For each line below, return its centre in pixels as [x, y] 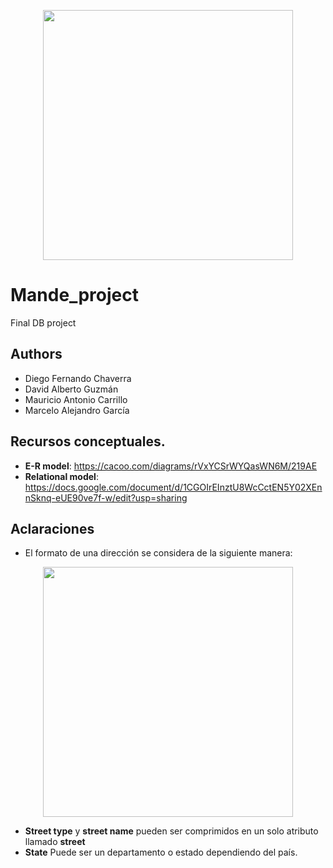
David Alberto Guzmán [71, 389]
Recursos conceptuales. [88, 441]
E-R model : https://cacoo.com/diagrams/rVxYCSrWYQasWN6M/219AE [171, 466]
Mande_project [74, 295]
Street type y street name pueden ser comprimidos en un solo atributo [171, 831]
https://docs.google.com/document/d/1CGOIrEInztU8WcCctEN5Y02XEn [173, 487]
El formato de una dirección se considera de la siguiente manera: [158, 553]
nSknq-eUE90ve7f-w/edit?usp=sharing [106, 497]
